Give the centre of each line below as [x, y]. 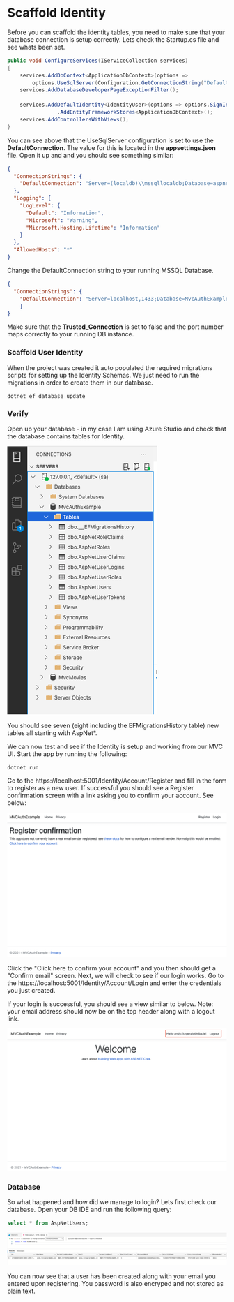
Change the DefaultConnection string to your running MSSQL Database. [110, 271]
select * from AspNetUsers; [48, 1223]
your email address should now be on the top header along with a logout [111, 1011]
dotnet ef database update [46, 396]
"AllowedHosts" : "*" [43, 250]
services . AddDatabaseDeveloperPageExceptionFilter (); [99, 90]
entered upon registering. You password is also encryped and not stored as [116, 1284]
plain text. [22, 1291]
